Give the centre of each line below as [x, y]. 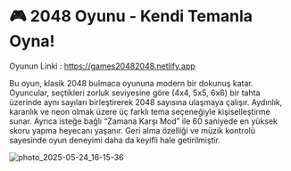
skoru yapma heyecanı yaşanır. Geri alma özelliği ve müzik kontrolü [133, 130]
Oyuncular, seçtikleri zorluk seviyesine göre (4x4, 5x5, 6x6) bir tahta [135, 93]
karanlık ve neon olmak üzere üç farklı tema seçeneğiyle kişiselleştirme [140, 111]
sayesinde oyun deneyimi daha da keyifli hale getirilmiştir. [115, 140]
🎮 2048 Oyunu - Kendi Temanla [131, 16]
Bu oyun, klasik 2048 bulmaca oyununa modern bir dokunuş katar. [131, 83]
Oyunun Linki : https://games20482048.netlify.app [103, 66]
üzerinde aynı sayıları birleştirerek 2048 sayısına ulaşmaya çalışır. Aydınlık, [146, 102]
